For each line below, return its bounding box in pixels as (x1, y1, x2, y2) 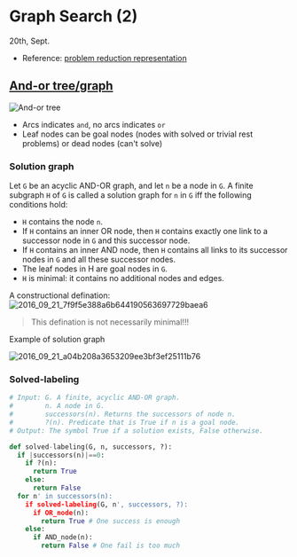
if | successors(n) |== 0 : (17, 451, 105, 459)
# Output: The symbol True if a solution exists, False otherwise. (9, 426, 264, 435)
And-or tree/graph (9, 78, 113, 94)
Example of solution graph (9, 334, 106, 345)
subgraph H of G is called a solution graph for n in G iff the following (9, 190, 253, 200)
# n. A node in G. (9, 402, 105, 411)
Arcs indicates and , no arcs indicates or (21, 119, 166, 129)
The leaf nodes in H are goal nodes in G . (21, 263, 168, 274)
